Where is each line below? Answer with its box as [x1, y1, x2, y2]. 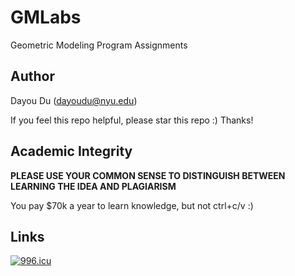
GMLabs [10, 6, 82, 29]
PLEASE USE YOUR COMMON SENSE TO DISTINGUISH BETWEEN [10, 169, 286, 181]
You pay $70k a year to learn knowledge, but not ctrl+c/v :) [10, 199, 254, 211]
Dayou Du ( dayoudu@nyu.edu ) [10, 94, 138, 106]
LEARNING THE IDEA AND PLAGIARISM [10, 180, 177, 192]
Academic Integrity [10, 143, 133, 160]
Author [10, 68, 55, 85]
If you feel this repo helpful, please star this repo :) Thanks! [10, 114, 254, 126]
